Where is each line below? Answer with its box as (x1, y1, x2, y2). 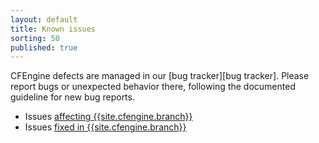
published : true (10, 42, 78, 53)
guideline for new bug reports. (10, 91, 135, 103)
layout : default (10, 14, 78, 25)
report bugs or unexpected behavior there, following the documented (10, 81, 296, 93)
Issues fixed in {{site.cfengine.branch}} (24, 121, 187, 133)
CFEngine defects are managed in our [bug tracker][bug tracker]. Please (10, 70, 310, 82)
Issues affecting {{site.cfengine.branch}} (24, 111, 193, 123)
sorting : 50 (10, 33, 60, 43)
